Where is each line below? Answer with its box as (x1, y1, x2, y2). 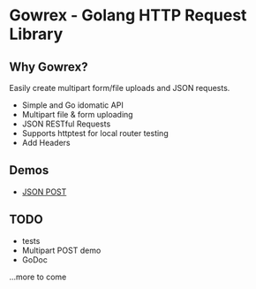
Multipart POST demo (21, 245, 102, 255)
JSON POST (21, 186, 67, 197)
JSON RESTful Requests (21, 118, 111, 129)
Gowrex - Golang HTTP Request (9, 5, 247, 26)
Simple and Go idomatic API (21, 100, 124, 110)
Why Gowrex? (9, 59, 88, 74)
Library (9, 24, 64, 44)
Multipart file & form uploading (21, 110, 134, 119)
